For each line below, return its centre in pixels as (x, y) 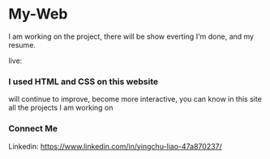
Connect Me (33, 128)
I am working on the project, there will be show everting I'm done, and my (131, 36)
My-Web (38, 14)
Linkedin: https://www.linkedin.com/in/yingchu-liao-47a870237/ (116, 146)
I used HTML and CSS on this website (84, 82)
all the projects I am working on (61, 108)
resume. (22, 44)
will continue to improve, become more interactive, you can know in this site (135, 99)
